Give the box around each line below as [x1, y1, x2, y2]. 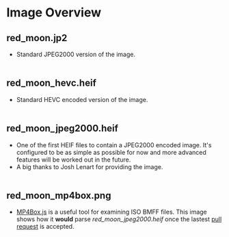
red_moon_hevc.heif [6, 77, 96, 89]
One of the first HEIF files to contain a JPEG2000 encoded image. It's [16, 140, 212, 149]
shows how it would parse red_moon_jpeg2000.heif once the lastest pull [16, 215, 222, 223]
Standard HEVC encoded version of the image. [16, 95, 148, 103]
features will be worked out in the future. [16, 155, 131, 164]
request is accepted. [16, 223, 75, 231]
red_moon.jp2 [6, 32, 68, 44]
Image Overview [6, 5, 102, 21]
